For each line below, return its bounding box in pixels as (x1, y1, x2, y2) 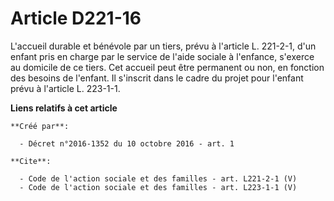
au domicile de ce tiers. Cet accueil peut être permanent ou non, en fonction (10, 61, 325, 73)
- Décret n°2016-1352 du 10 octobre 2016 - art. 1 (19, 138, 235, 149)
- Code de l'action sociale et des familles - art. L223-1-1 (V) (19, 182, 298, 192)
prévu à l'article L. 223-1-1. (10, 82, 121, 94)
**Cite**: (10, 156, 52, 166)
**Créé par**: (10, 121, 70, 131)
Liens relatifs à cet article (10, 102, 118, 114)
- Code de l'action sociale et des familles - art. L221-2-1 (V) (19, 173, 298, 184)
